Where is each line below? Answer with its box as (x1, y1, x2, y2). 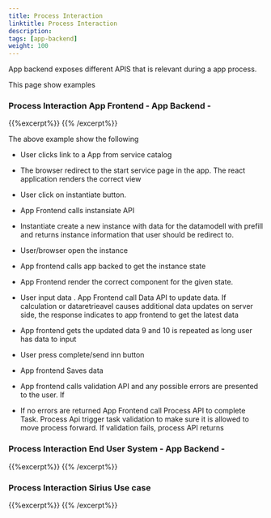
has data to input (19, 334, 77, 345)
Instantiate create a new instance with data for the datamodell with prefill (19, 221, 264, 231)
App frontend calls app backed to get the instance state (19, 261, 206, 272)
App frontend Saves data (19, 366, 104, 375)
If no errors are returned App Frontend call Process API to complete (19, 406, 246, 416)
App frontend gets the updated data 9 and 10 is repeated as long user (19, 326, 252, 336)
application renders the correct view (19, 174, 142, 184)
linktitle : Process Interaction (8, 19, 117, 28)
